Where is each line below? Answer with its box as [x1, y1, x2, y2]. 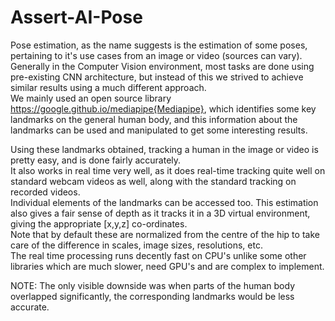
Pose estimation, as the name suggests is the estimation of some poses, [10, 39, 308, 51]
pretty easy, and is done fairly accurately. [10, 154, 182, 166]
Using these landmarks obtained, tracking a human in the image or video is [10, 143, 319, 155]
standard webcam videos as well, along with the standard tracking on [10, 175, 297, 187]
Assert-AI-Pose [10, 6, 143, 29]
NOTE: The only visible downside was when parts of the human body [10, 279, 296, 291]
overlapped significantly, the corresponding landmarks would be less [10, 290, 295, 302]
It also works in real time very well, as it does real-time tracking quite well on [10, 164, 326, 176]
